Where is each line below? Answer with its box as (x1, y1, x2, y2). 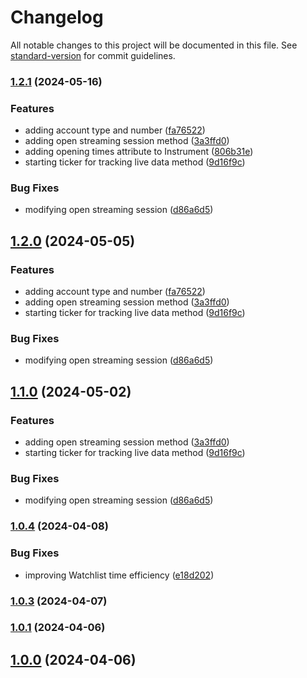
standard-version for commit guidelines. (10, 49, 176, 61)
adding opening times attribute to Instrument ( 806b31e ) (24, 146, 254, 158)
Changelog (10, 6, 104, 29)
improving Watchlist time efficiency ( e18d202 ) (24, 569, 215, 581)
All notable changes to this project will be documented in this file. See (10, 39, 298, 51)
